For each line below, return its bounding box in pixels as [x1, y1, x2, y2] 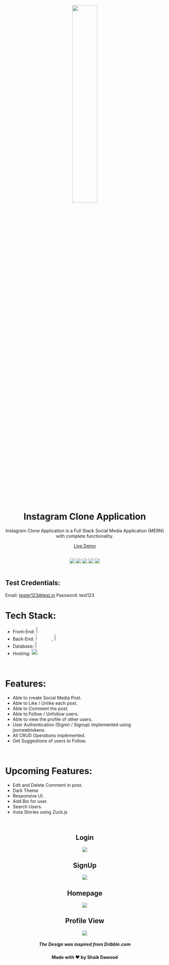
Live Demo [74, 543, 96, 549]
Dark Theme [12, 787, 39, 793]
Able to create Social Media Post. [12, 695, 82, 701]
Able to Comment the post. [12, 705, 69, 711]
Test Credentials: [5, 579, 61, 587]
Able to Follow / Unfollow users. [12, 711, 79, 717]
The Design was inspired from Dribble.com [38, 941, 131, 947]
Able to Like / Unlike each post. [12, 700, 78, 706]
